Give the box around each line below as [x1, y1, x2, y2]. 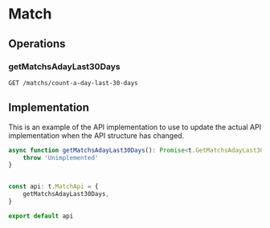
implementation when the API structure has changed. [8, 130, 185, 140]
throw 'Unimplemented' [22, 153, 99, 161]
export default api [8, 212, 74, 220]
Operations [8, 37, 66, 51]
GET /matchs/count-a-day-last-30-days [8, 79, 138, 87]
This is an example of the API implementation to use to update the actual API [8, 122, 262, 132]
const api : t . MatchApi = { [8, 182, 99, 191]
